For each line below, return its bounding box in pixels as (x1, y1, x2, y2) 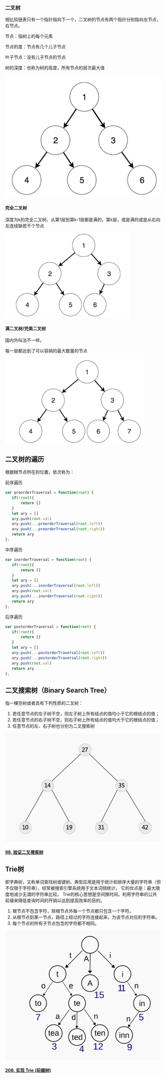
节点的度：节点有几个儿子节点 (5, 44, 66, 50)
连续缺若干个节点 (9, 223, 44, 229)
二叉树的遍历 (5, 455, 44, 463)
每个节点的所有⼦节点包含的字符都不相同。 (12, 921, 99, 927)
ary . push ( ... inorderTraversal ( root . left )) (11, 583, 100, 588)
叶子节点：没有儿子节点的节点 (5, 54, 66, 60)
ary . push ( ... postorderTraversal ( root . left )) (11, 650, 105, 655)
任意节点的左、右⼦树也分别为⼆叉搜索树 (12, 723, 95, 729)
